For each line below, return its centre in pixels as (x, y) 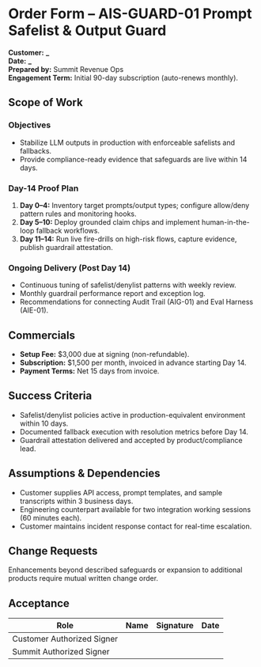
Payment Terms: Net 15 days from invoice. (89, 371)
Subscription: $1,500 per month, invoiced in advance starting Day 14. (133, 363)
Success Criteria (50, 396)
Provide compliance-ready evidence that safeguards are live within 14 (133, 159)
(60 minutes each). (51, 517)
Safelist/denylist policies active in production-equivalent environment (132, 415)
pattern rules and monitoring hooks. (78, 214)
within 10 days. (44, 423)
